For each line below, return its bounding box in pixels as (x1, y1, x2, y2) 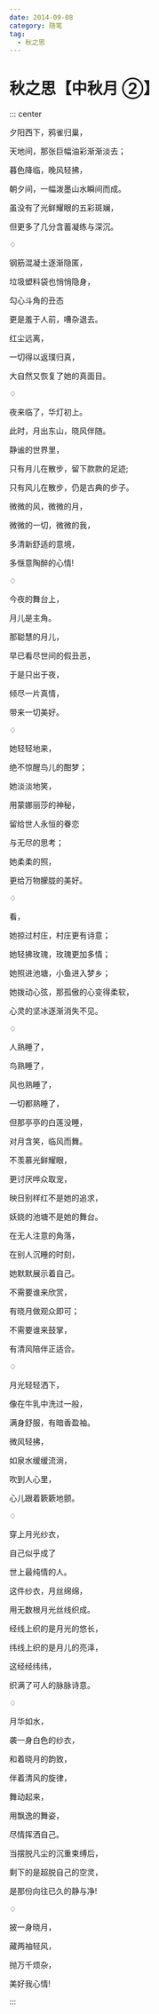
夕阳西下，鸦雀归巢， (9, 127, 87, 138)
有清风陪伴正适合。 (9, 1344, 80, 1354)
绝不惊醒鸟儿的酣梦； (9, 762, 87, 773)
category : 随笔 (9, 21, 63, 30)
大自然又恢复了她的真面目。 (9, 370, 111, 382)
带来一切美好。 (9, 707, 64, 718)
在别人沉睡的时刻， (9, 1249, 80, 1260)
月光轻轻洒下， (9, 1380, 64, 1391)
